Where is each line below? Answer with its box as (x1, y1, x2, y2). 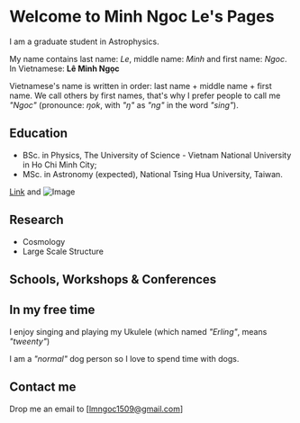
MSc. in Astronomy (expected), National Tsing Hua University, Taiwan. (22, 168, 284, 179)
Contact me (9, 380, 77, 395)
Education (9, 126, 68, 141)
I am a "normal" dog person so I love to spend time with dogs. (9, 353, 240, 364)
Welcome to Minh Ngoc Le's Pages (9, 6, 275, 27)
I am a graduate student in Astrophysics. (9, 36, 159, 47)
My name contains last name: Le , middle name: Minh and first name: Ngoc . (9, 53, 287, 64)
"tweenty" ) (9, 336, 50, 346)
